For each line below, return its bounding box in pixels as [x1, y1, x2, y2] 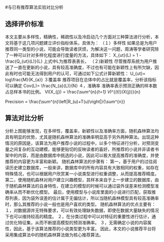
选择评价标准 [5, 20, 44, 28]
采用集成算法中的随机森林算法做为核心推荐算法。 [5, 232, 103, 238]
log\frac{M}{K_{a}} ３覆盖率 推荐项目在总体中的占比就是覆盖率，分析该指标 [5, 76, 157, 82]
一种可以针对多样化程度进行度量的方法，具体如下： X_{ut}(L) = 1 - [9, 52, 142, 58]
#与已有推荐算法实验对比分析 [5, 4, 63, 10]
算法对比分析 [5, 114, 44, 122]
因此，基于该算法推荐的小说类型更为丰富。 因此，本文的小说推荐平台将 [13, 225, 156, 231]
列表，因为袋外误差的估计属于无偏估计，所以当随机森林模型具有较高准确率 [9, 195, 159, 201]
